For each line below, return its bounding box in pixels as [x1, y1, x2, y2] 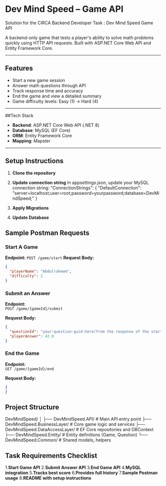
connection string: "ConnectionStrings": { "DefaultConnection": [12, 184, 142, 191]
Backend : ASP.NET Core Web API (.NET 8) [12, 122, 100, 128]
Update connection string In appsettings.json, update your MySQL [12, 179, 149, 185]
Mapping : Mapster [12, 137, 51, 144]
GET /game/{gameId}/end [5, 366, 54, 371]
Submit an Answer [5, 290, 50, 297]
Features [5, 64, 33, 73]
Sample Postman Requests [5, 228, 90, 237]
